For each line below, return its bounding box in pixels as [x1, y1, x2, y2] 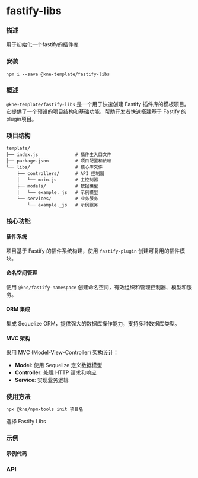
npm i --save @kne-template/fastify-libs [6, 71, 110, 77]
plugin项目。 [6, 116, 37, 123]
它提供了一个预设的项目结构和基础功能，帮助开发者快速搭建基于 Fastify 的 [6, 108, 187, 115]
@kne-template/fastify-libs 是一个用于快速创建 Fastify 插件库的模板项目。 [6, 101, 190, 108]
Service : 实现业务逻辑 [14, 377, 69, 384]
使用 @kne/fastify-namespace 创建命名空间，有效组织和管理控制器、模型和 [6, 283, 187, 291]
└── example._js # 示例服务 [27, 202, 99, 208]
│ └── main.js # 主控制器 [17, 177, 99, 183]
